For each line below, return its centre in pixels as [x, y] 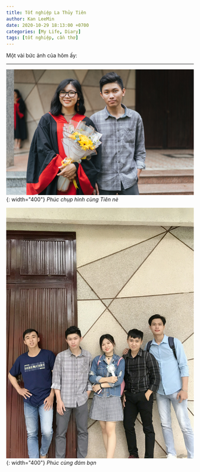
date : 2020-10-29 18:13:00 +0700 [48, 25]
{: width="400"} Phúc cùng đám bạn [51, 462]
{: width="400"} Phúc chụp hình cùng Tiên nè [62, 199]
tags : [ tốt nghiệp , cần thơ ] [42, 38]
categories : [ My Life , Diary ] [44, 32]
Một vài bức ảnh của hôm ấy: [42, 55]
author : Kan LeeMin [30, 19]
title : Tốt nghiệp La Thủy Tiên [46, 13]
